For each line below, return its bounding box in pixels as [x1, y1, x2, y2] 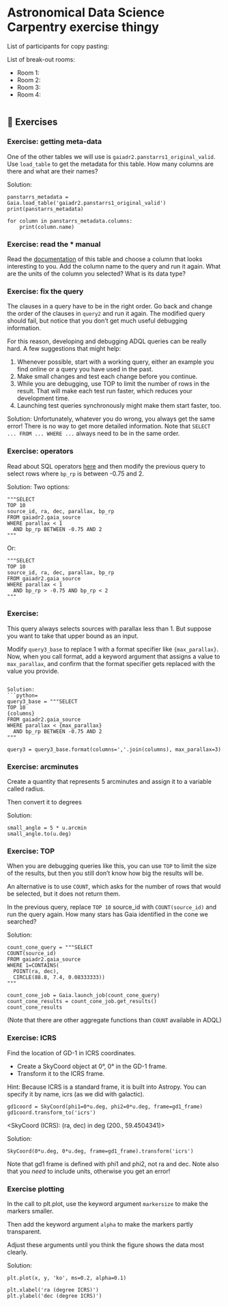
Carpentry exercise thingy [7, 19, 159, 35]
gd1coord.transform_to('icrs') [7, 1109, 96, 1116]
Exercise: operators [7, 447, 74, 456]
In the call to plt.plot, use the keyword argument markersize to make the [7, 1200, 209, 1207]
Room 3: [16, 83, 41, 91]
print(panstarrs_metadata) [7, 206, 84, 212]
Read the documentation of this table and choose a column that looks [7, 255, 203, 263]
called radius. [7, 785, 46, 793]
